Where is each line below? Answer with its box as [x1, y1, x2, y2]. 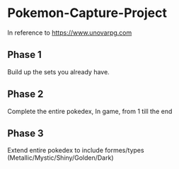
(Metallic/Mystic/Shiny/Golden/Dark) [7, 153, 114, 162]
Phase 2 [7, 88, 44, 100]
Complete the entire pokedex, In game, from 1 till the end [7, 107, 173, 115]
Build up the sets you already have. [7, 67, 110, 76]
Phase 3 [7, 127, 44, 139]
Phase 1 [7, 49, 42, 61]
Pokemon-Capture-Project [7, 5, 168, 21]
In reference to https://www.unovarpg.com [7, 28, 132, 37]
